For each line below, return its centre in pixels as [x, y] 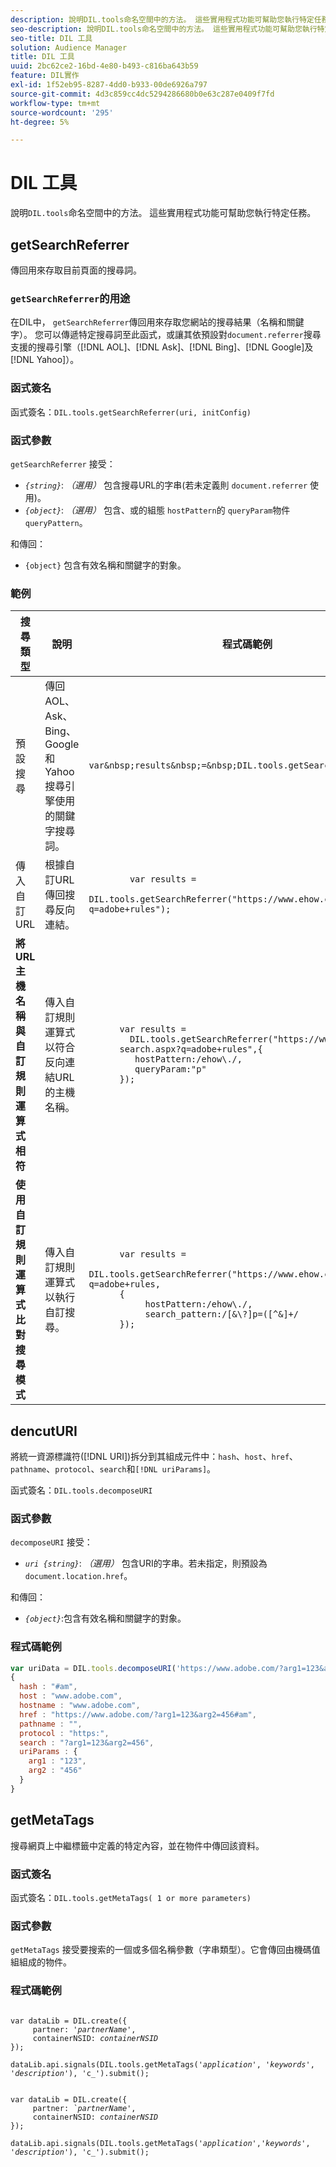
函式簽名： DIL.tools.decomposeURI [81, 1490]
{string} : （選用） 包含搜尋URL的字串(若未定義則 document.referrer [166, 485]
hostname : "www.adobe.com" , [80, 1706]
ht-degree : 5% [40, 122]
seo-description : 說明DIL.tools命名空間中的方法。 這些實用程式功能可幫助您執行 [164, 29]
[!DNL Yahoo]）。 [45, 360]
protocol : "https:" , [64, 1733]
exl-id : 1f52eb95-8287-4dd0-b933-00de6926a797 [109, 85]
